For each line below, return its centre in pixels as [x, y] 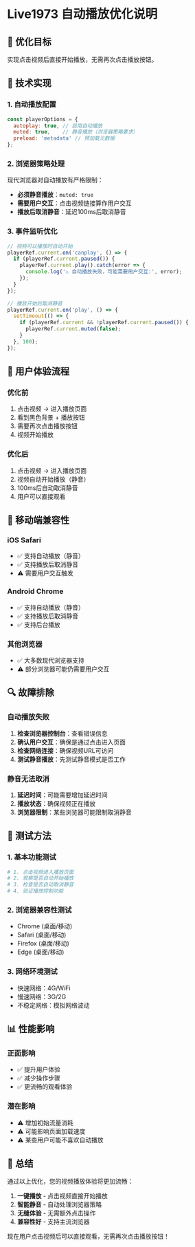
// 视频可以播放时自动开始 [40, 246]
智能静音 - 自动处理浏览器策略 [59, 1204]
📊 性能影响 [31, 1029]
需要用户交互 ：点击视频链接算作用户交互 [74, 203]
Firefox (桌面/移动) [43, 944]
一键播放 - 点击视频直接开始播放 [62, 1196]
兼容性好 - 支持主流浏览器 [54, 1222]
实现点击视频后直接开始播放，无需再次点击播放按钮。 [82, 60]
